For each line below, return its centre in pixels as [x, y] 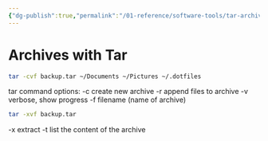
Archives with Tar [68, 55]
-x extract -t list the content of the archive [77, 130]
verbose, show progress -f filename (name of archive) [97, 100]
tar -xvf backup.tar [43, 115]
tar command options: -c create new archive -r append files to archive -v [128, 92]
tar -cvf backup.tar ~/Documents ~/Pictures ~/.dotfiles [105, 76]
